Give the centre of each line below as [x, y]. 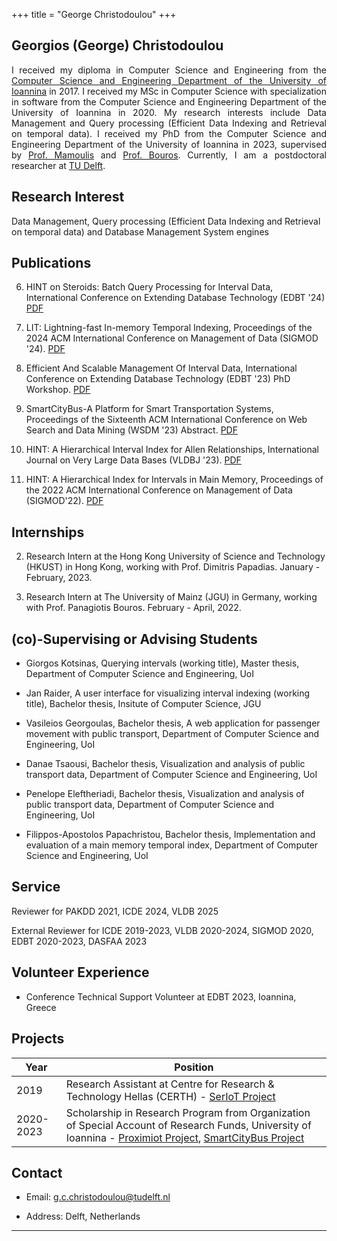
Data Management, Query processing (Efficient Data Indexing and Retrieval [166, 221]
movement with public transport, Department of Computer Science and [172, 734]
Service [36, 887]
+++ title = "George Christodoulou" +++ [94, 14]
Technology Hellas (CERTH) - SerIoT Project [170, 1096]
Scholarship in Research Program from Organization [188, 1112]
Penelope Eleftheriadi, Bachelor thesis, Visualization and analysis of [165, 794]
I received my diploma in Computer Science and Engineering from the [169, 70]
